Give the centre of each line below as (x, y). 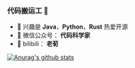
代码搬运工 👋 (28, 10)
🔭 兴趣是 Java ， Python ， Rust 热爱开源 (72, 27)
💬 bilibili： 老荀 (38, 44)
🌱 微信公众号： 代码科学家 (54, 35)
